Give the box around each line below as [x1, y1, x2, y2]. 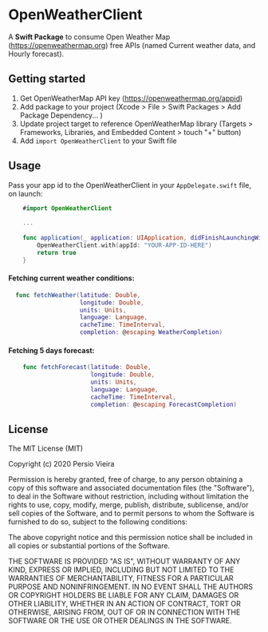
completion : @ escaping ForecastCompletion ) [90, 400, 238, 408]
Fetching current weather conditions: [8, 273, 135, 283]
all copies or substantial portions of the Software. [8, 541, 170, 551]
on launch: [8, 189, 43, 198]
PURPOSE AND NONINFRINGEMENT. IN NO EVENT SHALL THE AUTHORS [8, 582, 254, 592]
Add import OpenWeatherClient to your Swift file [19, 136, 177, 145]
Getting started [8, 72, 86, 85]
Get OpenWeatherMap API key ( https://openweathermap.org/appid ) [19, 93, 243, 103]
